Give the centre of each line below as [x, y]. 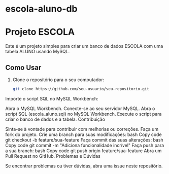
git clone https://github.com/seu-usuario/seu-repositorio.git [81, 89]
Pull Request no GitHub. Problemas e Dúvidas [53, 156]
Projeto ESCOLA [40, 32]
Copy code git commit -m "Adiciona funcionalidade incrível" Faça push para [85, 145]
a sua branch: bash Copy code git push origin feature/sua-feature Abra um [83, 151]
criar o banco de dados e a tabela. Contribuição [55, 119]
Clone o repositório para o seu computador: [58, 80]
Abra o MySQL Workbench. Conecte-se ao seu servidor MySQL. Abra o [80, 108]
